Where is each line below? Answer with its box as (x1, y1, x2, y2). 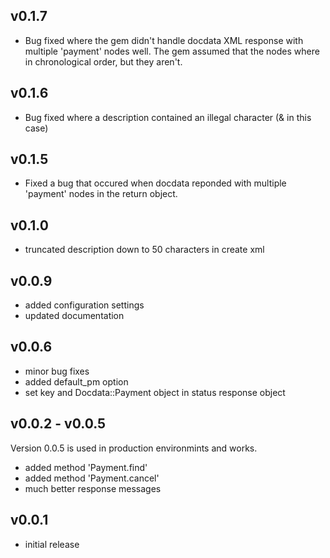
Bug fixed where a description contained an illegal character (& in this (24, 111, 312, 123)
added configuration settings (24, 299, 145, 311)
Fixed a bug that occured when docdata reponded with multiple (24, 177, 287, 189)
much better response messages (24, 482, 162, 494)
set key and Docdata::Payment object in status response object (24, 386, 286, 398)
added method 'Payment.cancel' (24, 472, 160, 484)
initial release (24, 538, 80, 550)
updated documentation (24, 310, 125, 322)
